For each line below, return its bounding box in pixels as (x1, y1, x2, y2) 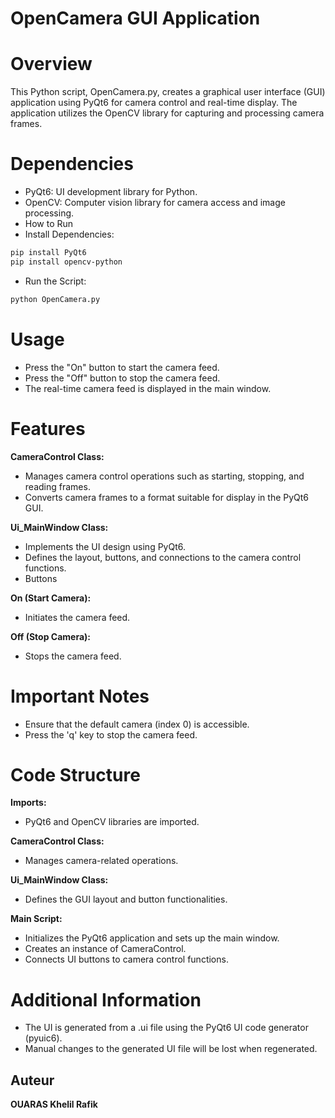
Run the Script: (24, 275, 87, 287)
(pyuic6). (24, 1032, 63, 1044)
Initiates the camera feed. (24, 611, 131, 623)
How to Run (24, 218, 74, 230)
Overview (10, 53, 93, 76)
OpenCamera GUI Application (10, 7, 261, 30)
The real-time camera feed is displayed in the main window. (24, 382, 272, 394)
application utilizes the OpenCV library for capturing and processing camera (10, 107, 325, 119)
